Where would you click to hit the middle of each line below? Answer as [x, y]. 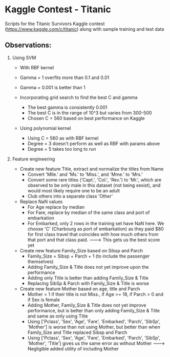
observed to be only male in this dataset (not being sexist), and [94, 185]
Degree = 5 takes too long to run [62, 149]
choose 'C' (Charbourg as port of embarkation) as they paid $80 [96, 229]
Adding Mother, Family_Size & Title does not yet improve [87, 305]
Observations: [28, 45]
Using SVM [24, 57]
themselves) [40, 261]
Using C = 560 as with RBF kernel [63, 138]
